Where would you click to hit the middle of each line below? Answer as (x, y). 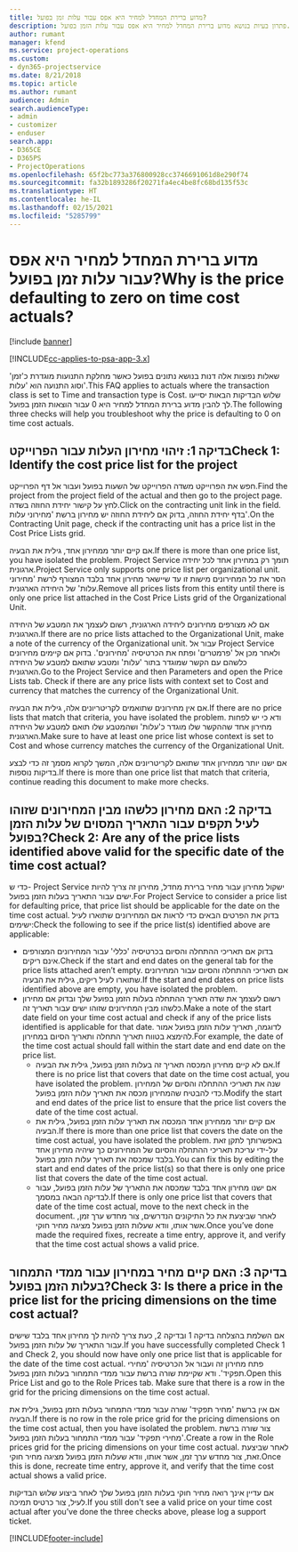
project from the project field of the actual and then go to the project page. (146, 495)
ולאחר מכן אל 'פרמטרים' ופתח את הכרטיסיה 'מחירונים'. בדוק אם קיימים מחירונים (145, 653)
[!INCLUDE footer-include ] (56, 1538)
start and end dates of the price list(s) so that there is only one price (160, 1169)
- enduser (28, 133)
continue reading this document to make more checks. (109, 782)
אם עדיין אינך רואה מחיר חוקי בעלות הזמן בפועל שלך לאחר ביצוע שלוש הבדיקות (141, 1492)
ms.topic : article (43, 84)
